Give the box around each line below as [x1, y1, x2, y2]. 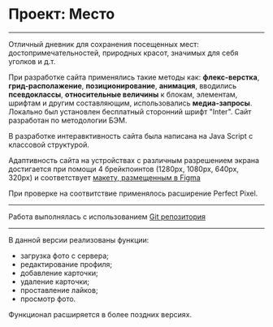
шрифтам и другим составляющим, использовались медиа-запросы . [8, 98, 253, 108]
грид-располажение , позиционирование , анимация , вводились [8, 80, 237, 90]
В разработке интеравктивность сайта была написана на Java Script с [8, 131, 253, 140]
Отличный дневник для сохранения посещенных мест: [8, 39, 199, 49]
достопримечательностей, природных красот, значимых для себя [8, 48, 239, 58]
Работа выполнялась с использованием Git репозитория [8, 212, 206, 222]
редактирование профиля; [19, 259, 113, 269]
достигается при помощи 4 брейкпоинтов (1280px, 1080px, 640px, [8, 164, 240, 174]
